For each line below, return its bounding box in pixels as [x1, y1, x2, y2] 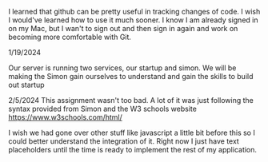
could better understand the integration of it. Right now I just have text [8, 136, 240, 146]
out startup [8, 80, 46, 89]
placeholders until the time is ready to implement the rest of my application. [8, 145, 258, 154]
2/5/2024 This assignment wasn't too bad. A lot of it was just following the [8, 96, 254, 105]
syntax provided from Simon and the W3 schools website [8, 104, 198, 113]
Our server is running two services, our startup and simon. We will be [8, 63, 237, 73]
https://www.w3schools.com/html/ [8, 113, 122, 122]
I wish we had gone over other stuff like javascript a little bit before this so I [8, 128, 256, 137]
